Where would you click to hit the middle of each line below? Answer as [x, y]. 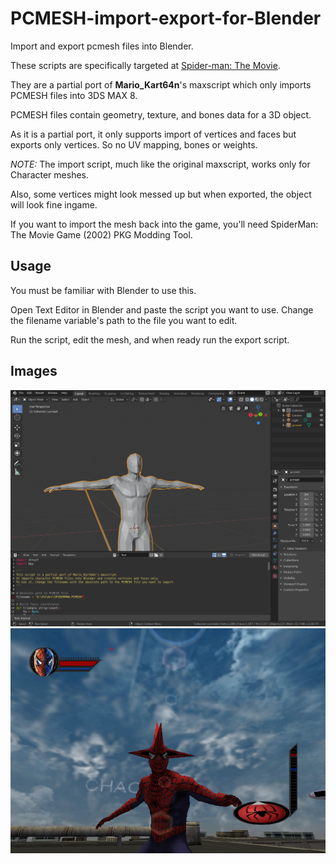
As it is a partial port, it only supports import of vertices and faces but [153, 134]
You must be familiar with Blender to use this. [103, 290]
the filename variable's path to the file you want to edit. [124, 320]
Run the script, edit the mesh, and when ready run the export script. [150, 339]
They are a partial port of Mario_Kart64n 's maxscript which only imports [161, 84]
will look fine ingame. [54, 204]
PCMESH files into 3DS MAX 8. [74, 95]
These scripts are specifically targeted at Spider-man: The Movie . [145, 65]
